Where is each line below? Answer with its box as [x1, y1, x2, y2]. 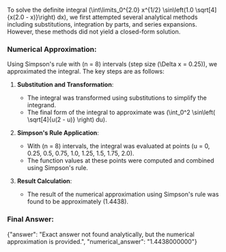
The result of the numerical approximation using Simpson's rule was [27, 191, 219, 199]
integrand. [27, 101, 57, 109]
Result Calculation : [16, 177, 72, 185]
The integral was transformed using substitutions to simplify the [27, 94, 207, 102]
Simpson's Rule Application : [16, 129, 99, 137]
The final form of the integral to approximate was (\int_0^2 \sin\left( [27, 109, 216, 117]
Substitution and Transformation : [16, 81, 114, 89]
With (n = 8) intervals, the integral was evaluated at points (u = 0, [27, 142, 210, 150]
